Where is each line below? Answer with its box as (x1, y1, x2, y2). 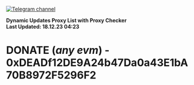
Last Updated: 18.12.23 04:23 (6, 23, 79, 30)
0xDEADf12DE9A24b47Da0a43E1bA (6, 56, 188, 70)
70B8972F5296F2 (6, 69, 96, 82)
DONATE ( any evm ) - (6, 44, 110, 57)
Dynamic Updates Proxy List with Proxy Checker (6, 17, 127, 23)
